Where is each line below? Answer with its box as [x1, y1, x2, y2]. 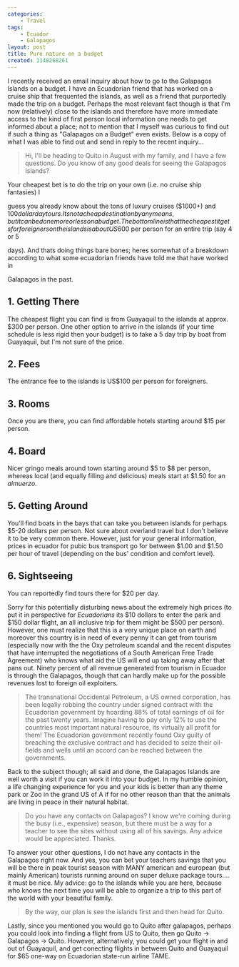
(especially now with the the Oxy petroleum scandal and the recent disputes [7, 640, 231, 649]
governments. [24, 753, 66, 762]
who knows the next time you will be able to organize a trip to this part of [7, 886, 222, 894]
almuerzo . [7, 480, 37, 487]
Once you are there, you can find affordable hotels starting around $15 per [7, 417, 226, 425]
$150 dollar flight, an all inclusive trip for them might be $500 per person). [7, 618, 225, 626]
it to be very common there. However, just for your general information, [7, 534, 217, 542]
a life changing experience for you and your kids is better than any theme [7, 782, 223, 790]
